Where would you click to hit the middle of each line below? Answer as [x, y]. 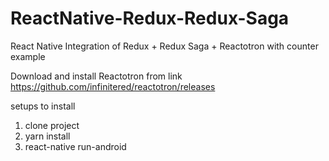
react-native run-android [75, 146]
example [28, 56]
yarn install [47, 136]
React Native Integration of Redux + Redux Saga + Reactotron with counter [164, 46]
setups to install [43, 106]
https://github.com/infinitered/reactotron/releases [113, 86]
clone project [52, 125]
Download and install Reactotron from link [96, 76]
